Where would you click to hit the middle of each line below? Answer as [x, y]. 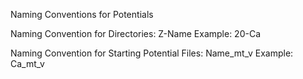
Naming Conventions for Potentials [82, 14]
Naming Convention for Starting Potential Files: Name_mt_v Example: [152, 53]
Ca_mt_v [27, 63]
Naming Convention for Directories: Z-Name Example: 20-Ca [136, 33]
